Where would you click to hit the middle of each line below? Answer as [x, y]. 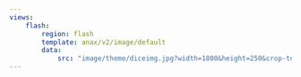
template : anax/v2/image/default [104, 42]
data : [52, 50]
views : [21, 17]
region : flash [68, 34]
